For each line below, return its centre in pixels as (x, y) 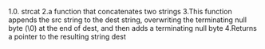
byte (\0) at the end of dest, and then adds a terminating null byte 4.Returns (132, 28)
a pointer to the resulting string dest (67, 36)
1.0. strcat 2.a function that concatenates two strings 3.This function (121, 11)
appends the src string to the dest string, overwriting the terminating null (128, 20)
